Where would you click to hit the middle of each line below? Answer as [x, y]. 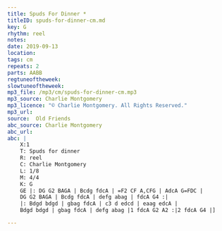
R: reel [31, 158]
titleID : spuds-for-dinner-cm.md [56, 20]
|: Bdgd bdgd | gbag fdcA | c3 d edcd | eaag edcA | [99, 204]
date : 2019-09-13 [33, 46]
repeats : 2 [23, 66]
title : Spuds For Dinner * [47, 14]
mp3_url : [20, 112]
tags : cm [20, 60]
